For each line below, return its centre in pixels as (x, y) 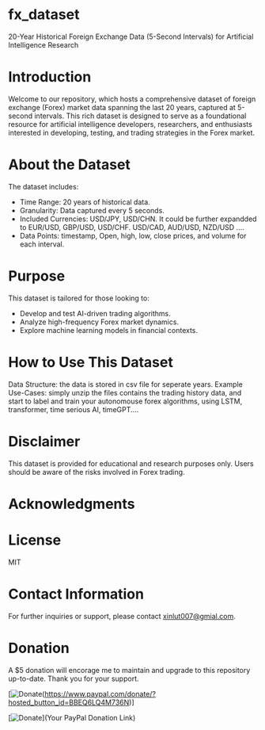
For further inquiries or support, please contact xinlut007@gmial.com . (122, 616)
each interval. (42, 244)
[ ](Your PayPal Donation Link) (72, 717)
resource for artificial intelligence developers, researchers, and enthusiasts (131, 124)
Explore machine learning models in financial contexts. (109, 330)
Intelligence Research (44, 44)
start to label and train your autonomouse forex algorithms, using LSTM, (125, 401)
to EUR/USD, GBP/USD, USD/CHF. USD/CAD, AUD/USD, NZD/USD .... (132, 227)
